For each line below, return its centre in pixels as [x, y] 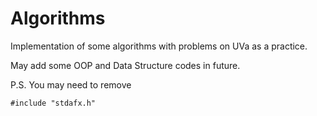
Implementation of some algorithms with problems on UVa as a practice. [159, 46]
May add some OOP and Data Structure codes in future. [125, 65]
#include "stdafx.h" [53, 103]
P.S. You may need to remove [71, 84]
